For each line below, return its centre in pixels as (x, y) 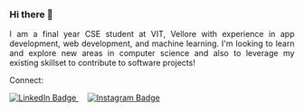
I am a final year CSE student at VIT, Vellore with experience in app (152, 34)
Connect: (26, 80)
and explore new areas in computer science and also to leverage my (152, 53)
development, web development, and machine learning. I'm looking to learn (152, 43)
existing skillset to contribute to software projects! (103, 63)
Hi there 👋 (32, 14)
